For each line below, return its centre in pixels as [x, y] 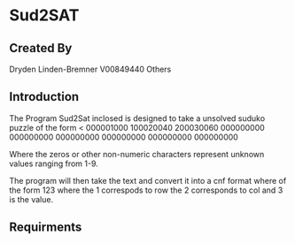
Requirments [46, 228]
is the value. [31, 199]
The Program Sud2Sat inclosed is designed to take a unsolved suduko [137, 118]
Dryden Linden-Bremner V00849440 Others [90, 69]
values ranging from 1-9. [54, 163]
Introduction [44, 97]
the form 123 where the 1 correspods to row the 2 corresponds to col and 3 [146, 190]
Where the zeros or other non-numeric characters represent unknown [137, 154]
